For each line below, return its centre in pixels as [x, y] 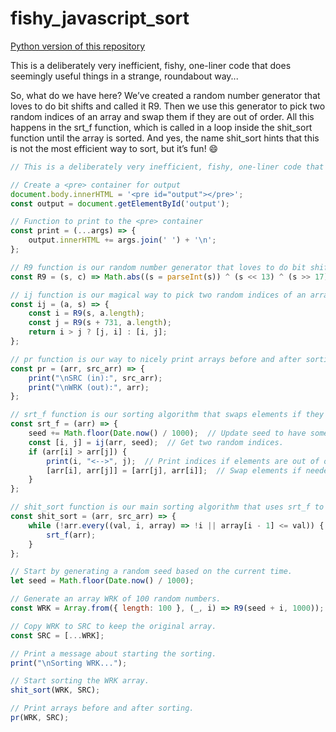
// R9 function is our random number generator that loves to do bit [158, 267]
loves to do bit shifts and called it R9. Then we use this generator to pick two [168, 106]
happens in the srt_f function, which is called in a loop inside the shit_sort [161, 127]
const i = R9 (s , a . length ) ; [86, 313]
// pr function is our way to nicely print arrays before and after [156, 359]
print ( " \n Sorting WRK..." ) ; [69, 663]
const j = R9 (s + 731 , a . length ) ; [100, 323]
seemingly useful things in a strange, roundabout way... [124, 76]
